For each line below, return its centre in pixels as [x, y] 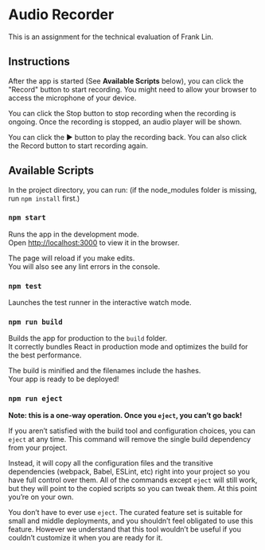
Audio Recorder [61, 15]
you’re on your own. [41, 497]
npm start [27, 218]
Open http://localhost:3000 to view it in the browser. [94, 242]
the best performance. [45, 355]
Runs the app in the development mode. [74, 234]
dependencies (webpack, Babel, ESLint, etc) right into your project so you [129, 471]
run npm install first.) [44, 198]
